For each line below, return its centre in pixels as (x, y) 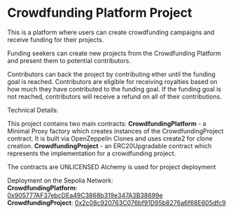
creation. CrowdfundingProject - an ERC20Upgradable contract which (110, 145)
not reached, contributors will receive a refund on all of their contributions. (115, 97)
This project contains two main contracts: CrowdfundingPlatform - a (107, 123)
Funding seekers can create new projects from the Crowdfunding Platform (114, 53)
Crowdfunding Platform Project (100, 13)
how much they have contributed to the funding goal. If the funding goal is (114, 89)
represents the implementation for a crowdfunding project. (92, 153)
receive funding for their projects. (56, 39)
